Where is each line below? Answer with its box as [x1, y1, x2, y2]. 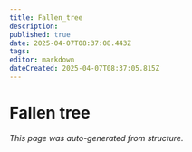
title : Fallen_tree [9, 13, 83, 23]
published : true [9, 30, 71, 39]
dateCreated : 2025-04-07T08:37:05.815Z [9, 64, 160, 73]
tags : [9, 47, 30, 56]
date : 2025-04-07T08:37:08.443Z [9, 38, 131, 48]
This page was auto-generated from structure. [9, 132, 184, 143]
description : [9, 22, 59, 31]
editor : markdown [9, 55, 75, 64]
